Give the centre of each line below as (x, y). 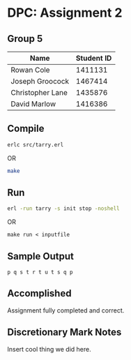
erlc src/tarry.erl (36, 144)
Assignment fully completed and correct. (66, 310)
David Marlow (33, 104)
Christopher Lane (39, 92)
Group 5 (25, 39)
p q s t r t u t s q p (40, 272)
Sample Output (41, 256)
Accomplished (39, 293)
